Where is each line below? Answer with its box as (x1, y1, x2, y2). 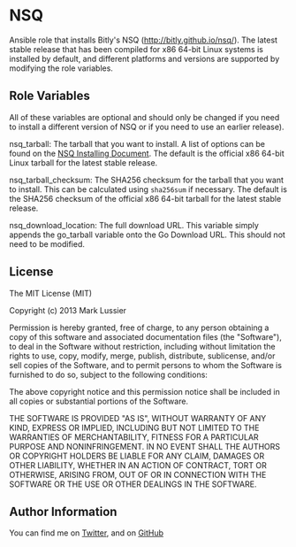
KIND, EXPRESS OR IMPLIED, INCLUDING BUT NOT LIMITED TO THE (9, 422, 260, 433)
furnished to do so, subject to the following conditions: (9, 369, 208, 380)
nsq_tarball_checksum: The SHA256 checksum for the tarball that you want (9, 174, 285, 185)
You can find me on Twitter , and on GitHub (9, 528, 164, 538)
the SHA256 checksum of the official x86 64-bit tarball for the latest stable (9, 193, 282, 204)
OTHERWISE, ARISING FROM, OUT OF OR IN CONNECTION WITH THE (9, 469, 267, 480)
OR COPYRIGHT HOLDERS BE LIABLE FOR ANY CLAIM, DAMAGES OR (9, 451, 265, 461)
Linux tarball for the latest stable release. (9, 157, 158, 168)
